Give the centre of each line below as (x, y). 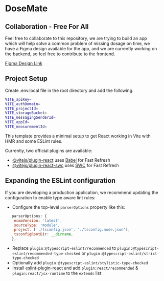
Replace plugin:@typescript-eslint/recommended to (64, 248)
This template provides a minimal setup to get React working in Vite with (78, 136)
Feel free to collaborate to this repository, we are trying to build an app (76, 38)
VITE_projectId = (22, 108)
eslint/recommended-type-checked (46, 254)
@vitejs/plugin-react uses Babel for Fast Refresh (61, 160)
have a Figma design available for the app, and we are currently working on (81, 49)
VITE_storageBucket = (26, 113)
